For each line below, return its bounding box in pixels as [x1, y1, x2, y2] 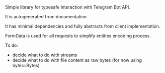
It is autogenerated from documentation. [5, 14, 88, 19]
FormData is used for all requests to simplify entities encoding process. [5, 33, 151, 38]
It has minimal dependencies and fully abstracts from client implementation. [5, 23, 161, 29]
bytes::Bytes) [12, 63, 40, 68]
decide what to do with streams [12, 52, 77, 58]
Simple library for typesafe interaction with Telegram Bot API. [5, 4, 131, 10]
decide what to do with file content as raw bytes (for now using [12, 57, 142, 63]
